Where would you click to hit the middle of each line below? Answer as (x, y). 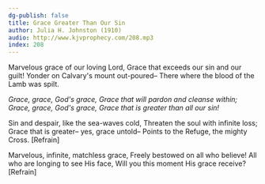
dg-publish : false (38, 15)
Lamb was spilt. (34, 84)
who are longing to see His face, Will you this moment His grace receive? (127, 163)
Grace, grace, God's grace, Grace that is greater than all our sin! (114, 108)
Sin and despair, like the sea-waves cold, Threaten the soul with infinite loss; (133, 123)
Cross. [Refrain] (34, 140)
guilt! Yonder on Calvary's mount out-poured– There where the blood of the (131, 76)
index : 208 (26, 45)
